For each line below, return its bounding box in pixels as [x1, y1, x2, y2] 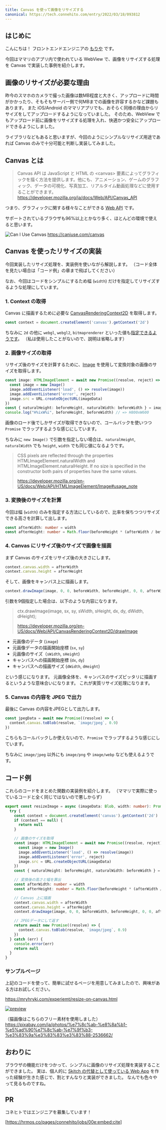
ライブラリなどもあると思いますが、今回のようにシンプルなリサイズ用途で [5, 134, 157, 140]
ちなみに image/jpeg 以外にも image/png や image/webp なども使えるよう [5, 752, 150, 757]
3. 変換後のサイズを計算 [5, 497, 62, 504]
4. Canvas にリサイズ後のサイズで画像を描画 [5, 542, 112, 549]
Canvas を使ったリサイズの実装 [5, 247, 102, 256]
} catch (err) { [9, 937, 43, 942]
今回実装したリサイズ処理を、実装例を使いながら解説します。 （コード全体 [5, 261, 158, 267]
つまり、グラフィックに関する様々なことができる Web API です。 [5, 205, 137, 211]
